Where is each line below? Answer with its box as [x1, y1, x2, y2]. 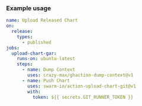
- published [21, 39, 51, 45]
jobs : [6, 45, 20, 51]
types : [17, 34, 33, 39]
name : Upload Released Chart [6, 18, 78, 24]
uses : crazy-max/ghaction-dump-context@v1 [27, 72, 134, 78]
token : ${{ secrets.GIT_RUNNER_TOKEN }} [32, 94, 134, 100]
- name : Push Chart [21, 78, 70, 84]
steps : [17, 61, 33, 67]
